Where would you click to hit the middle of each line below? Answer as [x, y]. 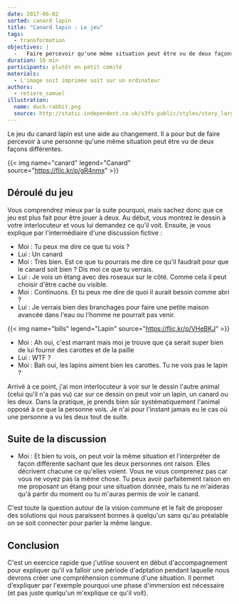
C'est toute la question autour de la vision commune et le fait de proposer [115, 508]
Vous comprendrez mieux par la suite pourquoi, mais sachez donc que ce [115, 210]
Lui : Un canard [40, 254]
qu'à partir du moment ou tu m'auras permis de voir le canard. [109, 494]
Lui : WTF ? [34, 357]
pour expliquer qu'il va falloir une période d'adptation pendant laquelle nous [118, 570]
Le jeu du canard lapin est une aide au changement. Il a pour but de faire [114, 133]
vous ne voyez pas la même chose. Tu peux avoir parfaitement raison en [124, 479]
